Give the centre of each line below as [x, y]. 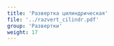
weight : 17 [23, 32]
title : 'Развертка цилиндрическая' [58, 13]
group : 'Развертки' [35, 26]
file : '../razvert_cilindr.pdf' [53, 20]
